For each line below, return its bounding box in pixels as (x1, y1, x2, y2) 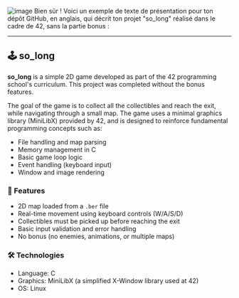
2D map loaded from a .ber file (17, 202, 109, 211)
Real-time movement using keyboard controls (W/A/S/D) (17, 210, 184, 218)
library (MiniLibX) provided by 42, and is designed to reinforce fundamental (7, 116, 228, 124)
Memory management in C (17, 145, 96, 154)
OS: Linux (17, 284, 46, 293)
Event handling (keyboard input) (17, 160, 112, 169)
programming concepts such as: (7, 124, 102, 132)
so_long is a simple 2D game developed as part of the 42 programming (7, 72, 217, 81)
